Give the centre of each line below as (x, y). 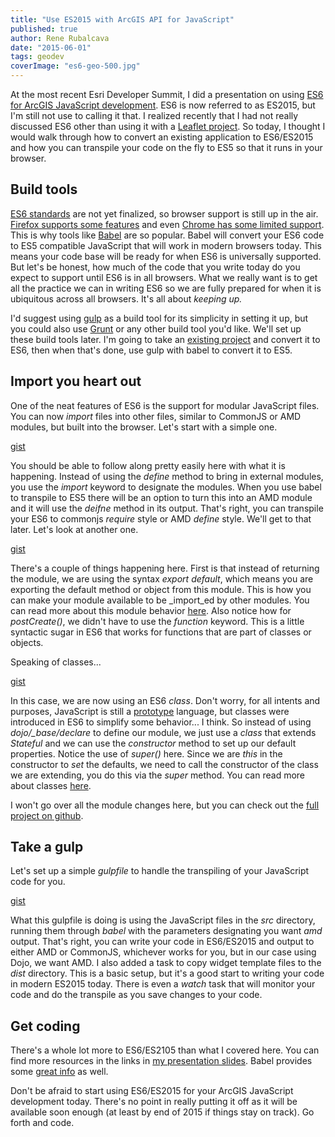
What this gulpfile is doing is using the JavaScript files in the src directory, (163, 920)
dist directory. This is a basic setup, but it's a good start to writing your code (167, 973)
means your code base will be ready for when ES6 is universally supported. (166, 256)
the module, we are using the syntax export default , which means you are (162, 578)
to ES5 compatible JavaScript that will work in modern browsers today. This (166, 245)
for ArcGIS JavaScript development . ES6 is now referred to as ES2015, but (163, 105)
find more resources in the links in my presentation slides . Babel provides (161, 1061)
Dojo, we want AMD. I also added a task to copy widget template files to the (166, 963)
